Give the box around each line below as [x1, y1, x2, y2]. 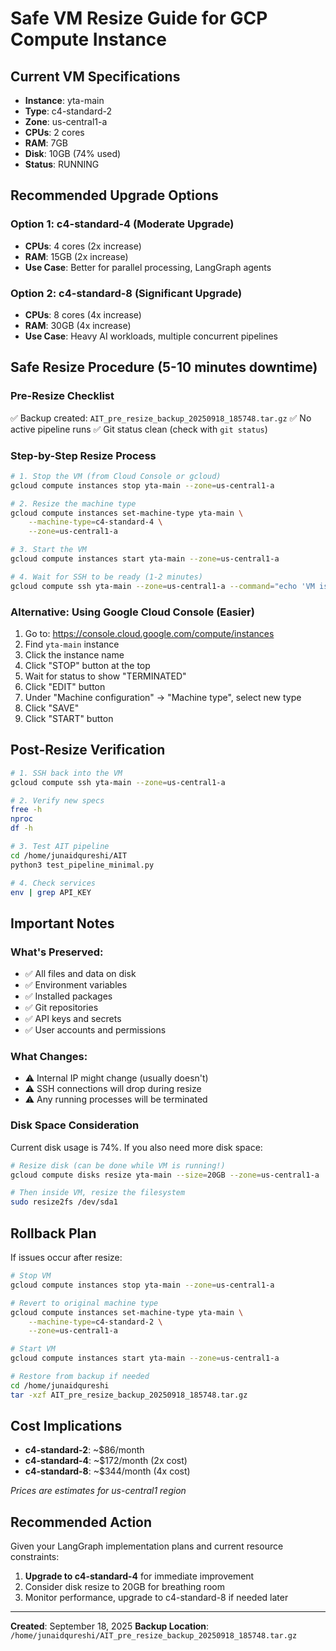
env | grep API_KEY [10, 887, 92, 897]
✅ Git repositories [24, 1002, 99, 1014]
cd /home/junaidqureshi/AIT [10, 850, 128, 861]
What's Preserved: [10, 945, 104, 959]
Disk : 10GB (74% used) [24, 148, 122, 159]
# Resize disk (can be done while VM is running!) [10, 1160, 226, 1171]
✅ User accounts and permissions [24, 1024, 167, 1036]
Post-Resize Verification [10, 742, 166, 759]
